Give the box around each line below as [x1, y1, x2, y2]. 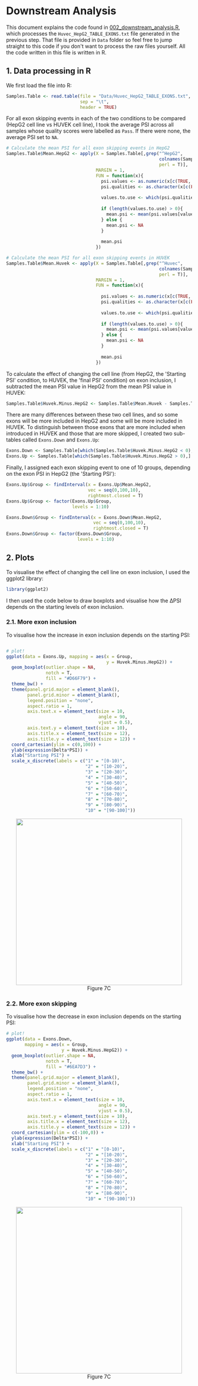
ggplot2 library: [6, 575, 44, 582]
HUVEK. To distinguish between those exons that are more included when [6, 424, 186, 431]
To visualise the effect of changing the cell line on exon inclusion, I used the [6, 568, 190, 575]
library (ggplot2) [6, 586, 49, 592]
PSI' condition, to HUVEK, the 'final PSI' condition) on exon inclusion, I [6, 376, 176, 383]
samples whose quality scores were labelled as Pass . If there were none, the [6, 127, 191, 134]
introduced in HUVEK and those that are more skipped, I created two [6, 430, 173, 437]
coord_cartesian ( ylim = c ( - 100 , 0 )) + [11, 1130, 104, 1136]
